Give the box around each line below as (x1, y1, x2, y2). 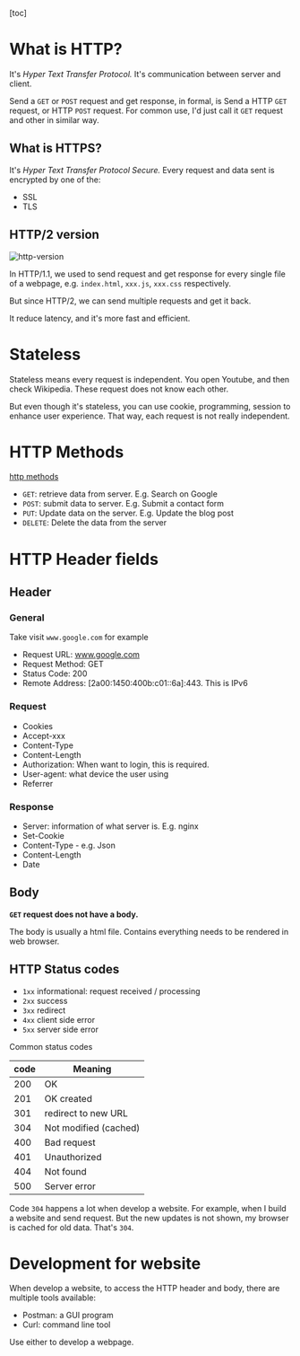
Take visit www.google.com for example (9, 632, 150, 643)
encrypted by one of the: (9, 174, 101, 185)
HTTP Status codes (9, 962, 120, 977)
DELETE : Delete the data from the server (21, 517, 167, 528)
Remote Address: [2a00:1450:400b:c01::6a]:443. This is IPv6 (21, 678, 248, 689)
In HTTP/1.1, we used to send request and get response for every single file (9, 269, 287, 279)
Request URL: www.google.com (21, 649, 141, 660)
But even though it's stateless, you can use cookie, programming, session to (9, 401, 291, 411)
